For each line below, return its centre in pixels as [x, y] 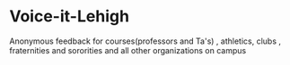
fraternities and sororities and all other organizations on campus [128, 50]
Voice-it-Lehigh [70, 16]
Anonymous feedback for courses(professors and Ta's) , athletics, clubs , [145, 41]
